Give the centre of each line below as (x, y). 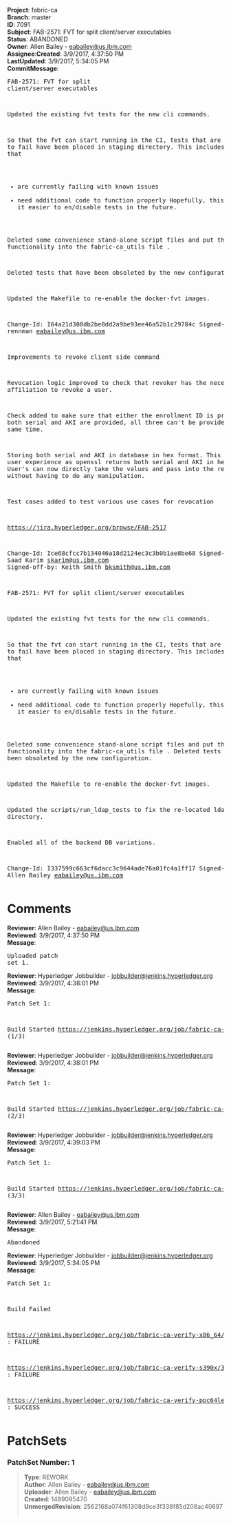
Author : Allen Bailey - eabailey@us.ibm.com (87, 1485)
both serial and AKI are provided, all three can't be (101, 422)
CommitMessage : (33, 69)
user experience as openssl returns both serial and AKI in (111, 462)
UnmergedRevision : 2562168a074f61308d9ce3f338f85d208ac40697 (123, 1507)
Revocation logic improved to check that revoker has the (107, 383)
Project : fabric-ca (33, 10)
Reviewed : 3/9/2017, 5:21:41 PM (52, 1222)
